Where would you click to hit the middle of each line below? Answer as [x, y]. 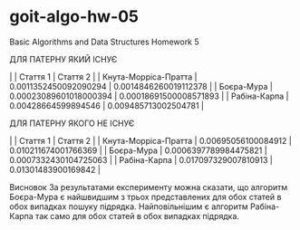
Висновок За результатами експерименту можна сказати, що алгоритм [149, 187]
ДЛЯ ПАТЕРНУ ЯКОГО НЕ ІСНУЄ [72, 123]
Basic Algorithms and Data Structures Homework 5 [104, 42]
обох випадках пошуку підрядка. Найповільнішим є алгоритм [129, 206]
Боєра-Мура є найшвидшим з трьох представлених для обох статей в [145, 196]
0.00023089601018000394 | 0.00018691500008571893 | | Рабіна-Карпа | [149, 96]
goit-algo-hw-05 [74, 17]
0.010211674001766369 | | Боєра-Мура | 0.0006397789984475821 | [138, 150]
